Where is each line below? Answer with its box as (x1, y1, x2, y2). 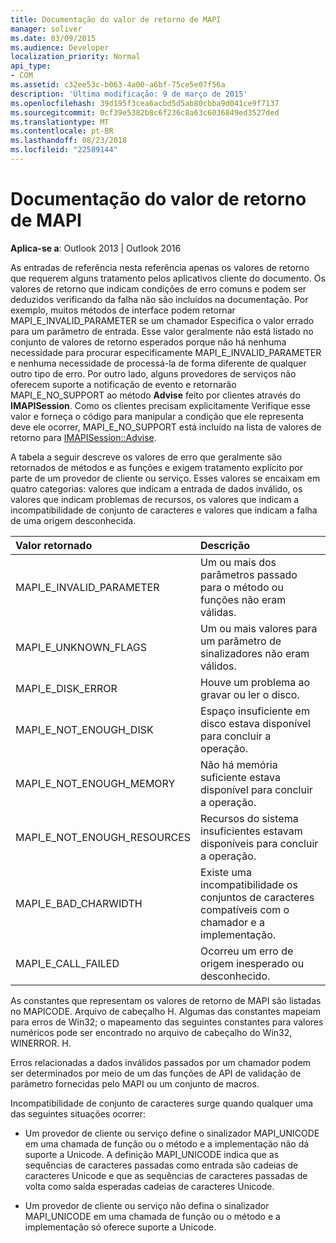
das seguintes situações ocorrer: (10, 1107, 146, 1120)
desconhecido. (200, 969, 271, 983)
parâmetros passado (200, 567, 298, 581)
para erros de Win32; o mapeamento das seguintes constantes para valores (10, 1016, 324, 1028)
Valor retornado (15, 538, 93, 552)
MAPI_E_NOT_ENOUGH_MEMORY (15, 776, 176, 790)
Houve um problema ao (200, 675, 311, 689)
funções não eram (200, 592, 287, 606)
